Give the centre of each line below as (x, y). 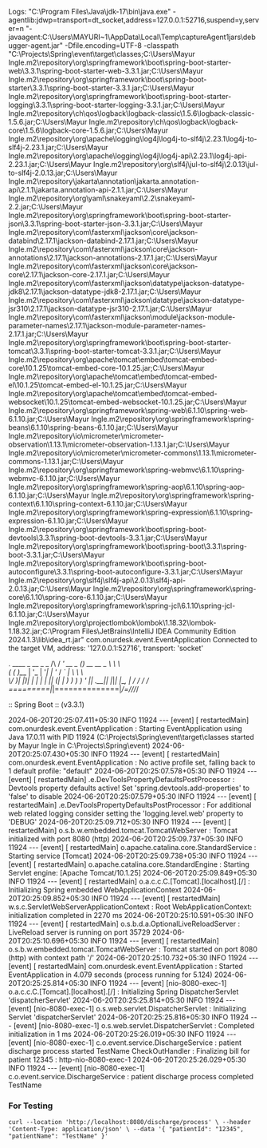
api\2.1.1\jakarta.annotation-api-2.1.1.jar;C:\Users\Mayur (98, 190)
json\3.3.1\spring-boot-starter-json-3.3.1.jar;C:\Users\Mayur (106, 224)
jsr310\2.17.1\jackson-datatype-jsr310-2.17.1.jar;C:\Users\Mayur (110, 308)
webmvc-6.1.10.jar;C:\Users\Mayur (65, 478)
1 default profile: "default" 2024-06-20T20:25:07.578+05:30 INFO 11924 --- (133, 771)
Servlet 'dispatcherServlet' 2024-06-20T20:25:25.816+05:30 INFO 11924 (129, 1017)
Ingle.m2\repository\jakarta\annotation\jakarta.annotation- (104, 181)
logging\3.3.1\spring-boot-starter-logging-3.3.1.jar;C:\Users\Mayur (117, 105)
